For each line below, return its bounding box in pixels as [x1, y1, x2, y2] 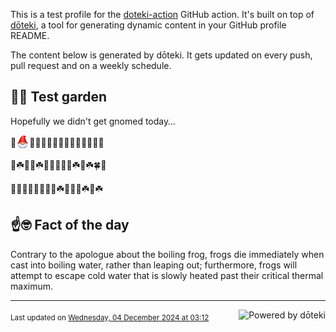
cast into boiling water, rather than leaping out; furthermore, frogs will [10, 259, 298, 271]
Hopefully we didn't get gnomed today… [10, 115, 176, 127]
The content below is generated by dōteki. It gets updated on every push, [10, 49, 313, 61]
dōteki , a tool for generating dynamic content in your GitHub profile [10, 19, 287, 31]
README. [10, 30, 50, 41]
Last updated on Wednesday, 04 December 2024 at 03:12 [10, 313, 210, 323]
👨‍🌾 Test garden [10, 89, 108, 106]
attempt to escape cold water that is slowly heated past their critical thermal [10, 269, 324, 281]
